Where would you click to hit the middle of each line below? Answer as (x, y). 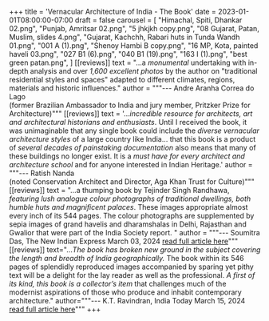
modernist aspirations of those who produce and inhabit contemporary (125, 292)
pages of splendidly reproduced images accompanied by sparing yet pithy (131, 267)
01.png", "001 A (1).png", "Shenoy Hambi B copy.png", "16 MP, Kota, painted (134, 46)
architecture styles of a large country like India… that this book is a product (133, 139)
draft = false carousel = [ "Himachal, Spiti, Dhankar (159, 20)
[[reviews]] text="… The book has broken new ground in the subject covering (135, 250)
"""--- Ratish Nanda (42, 173)
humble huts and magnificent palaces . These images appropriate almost (129, 207)
